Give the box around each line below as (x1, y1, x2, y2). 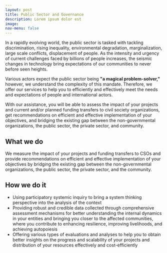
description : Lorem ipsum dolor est (5, 16, 81, 21)
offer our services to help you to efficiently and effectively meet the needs (5, 86, 158, 92)
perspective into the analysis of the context (12, 199, 102, 205)
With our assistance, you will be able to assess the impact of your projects (5, 101, 158, 107)
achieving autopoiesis (12, 226, 57, 232)
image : (5, 21, 19, 26)
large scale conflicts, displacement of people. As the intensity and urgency (5, 50, 159, 56)
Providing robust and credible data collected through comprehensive (12, 204, 154, 210)
